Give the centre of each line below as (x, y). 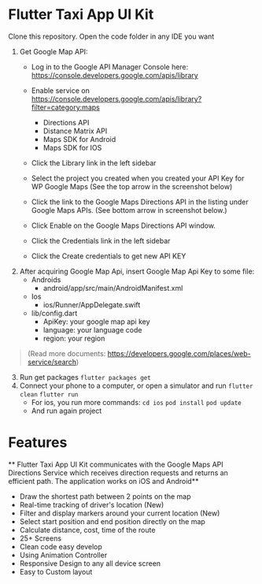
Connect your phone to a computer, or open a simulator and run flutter (136, 385)
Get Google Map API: (54, 51)
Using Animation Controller (63, 555)
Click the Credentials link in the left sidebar (101, 240)
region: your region (74, 338)
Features (38, 443)
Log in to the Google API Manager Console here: (110, 67)
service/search (52, 362)
